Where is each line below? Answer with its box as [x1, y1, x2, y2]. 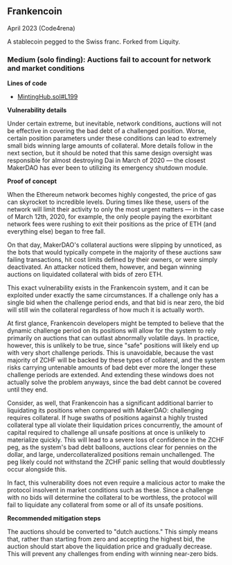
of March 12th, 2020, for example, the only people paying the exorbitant [7, 213, 213, 221]
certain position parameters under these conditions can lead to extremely [7, 134, 217, 143]
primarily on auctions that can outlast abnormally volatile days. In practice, [7, 334, 220, 342]
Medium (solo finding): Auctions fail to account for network [7, 55, 211, 64]
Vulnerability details [7, 106, 67, 114]
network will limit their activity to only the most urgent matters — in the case [7, 205, 224, 214]
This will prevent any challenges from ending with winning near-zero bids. [7, 550, 218, 558]
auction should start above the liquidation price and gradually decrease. [7, 542, 213, 550]
